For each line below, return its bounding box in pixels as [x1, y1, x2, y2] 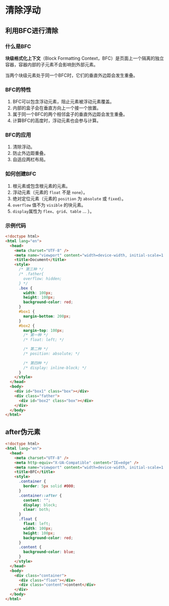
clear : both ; [23, 507, 51, 512]
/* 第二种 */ [23, 347, 48, 352]
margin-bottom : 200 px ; [23, 314, 71, 319]
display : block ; [23, 502, 58, 507]
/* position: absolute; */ [23, 351, 80, 357]
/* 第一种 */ [23, 332, 48, 338]
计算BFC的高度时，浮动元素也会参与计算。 [12, 117, 101, 124]
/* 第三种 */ [18, 267, 44, 272]
